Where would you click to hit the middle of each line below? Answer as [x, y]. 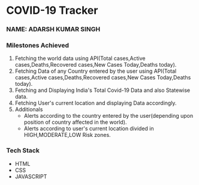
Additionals [29, 109]
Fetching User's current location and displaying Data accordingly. [96, 103]
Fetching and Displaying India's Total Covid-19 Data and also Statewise [102, 90]
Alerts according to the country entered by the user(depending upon [108, 116]
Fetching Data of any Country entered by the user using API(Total [96, 71]
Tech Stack [23, 151]
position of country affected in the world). [75, 122]
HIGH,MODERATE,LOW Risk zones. [67, 135]
